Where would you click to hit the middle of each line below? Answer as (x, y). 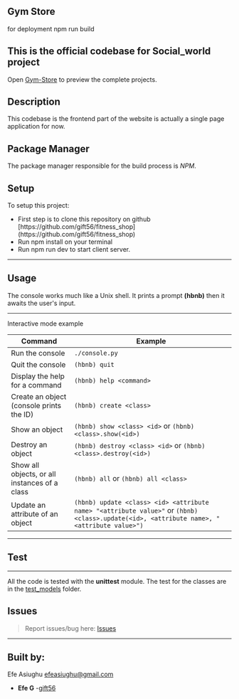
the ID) (22, 414)
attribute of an (34, 513)
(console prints (36, 405)
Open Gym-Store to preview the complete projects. (83, 79)
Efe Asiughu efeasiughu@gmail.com (60, 674)
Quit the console (38, 364)
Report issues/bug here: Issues (70, 628)
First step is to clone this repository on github (84, 219)
